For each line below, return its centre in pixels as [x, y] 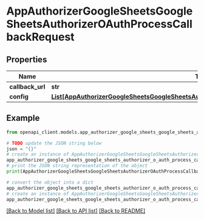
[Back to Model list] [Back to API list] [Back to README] [76, 211]
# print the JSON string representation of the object [77, 166]
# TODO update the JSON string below [54, 143]
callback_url [27, 87]
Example [23, 118]
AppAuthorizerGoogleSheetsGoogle [100, 11]
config [19, 97]
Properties [27, 59]
